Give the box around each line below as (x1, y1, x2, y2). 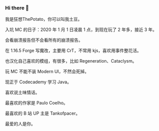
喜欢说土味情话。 (5, 90, 40, 96)
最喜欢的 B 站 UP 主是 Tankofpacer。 (5, 110, 80, 116)
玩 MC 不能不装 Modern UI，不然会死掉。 (5, 68, 90, 74)
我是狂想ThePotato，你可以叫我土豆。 (5, 16, 83, 22)
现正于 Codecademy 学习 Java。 (5, 79, 72, 85)
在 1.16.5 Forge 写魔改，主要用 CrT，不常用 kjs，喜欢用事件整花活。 (5, 48, 142, 54)
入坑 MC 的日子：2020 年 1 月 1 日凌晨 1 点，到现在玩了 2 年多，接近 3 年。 (5, 27, 158, 33)
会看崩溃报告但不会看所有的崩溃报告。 (5, 37, 83, 43)
